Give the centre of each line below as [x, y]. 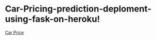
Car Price [15, 32]
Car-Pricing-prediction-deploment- [78, 9]
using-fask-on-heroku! [53, 19]
